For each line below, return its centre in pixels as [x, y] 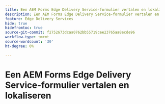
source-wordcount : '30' [29, 42]
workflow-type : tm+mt [27, 37]
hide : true [16, 23]
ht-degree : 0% [20, 46]
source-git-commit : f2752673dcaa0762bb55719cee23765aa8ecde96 [70, 32]
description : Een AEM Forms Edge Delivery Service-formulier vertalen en [82, 14]
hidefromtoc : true [24, 28]
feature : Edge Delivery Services [39, 19]
